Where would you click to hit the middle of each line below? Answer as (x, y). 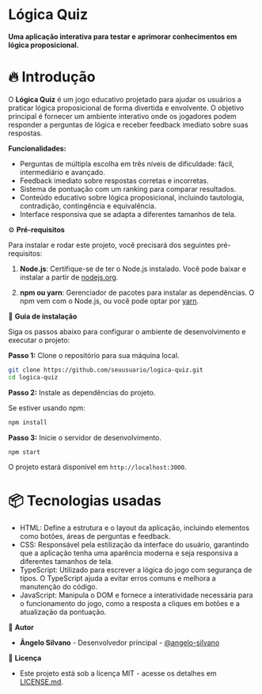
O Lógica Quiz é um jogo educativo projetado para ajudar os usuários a (125, 99)
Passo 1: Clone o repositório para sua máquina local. (94, 355)
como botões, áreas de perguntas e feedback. (95, 536)
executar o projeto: (39, 340)
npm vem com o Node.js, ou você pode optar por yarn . (109, 301)
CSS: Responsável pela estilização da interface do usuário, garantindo (134, 545)
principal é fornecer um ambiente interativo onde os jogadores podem (123, 116)
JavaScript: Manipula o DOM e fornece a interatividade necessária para (136, 595)
